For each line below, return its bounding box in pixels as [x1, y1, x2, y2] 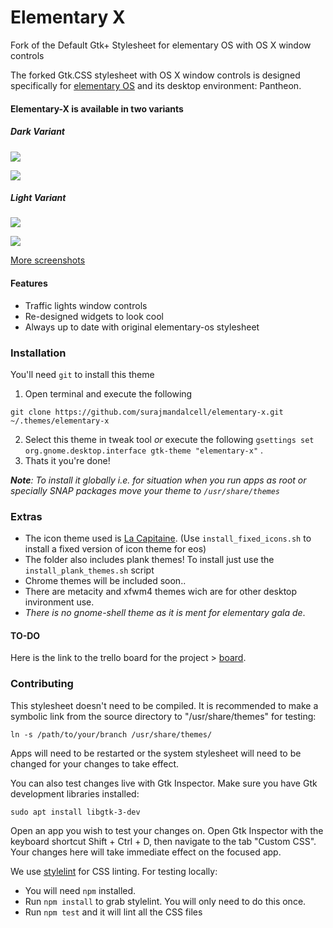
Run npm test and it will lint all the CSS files [24, 906, 203, 918]
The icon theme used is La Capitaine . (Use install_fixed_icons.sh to [24, 532, 312, 545]
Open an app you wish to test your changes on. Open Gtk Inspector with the [10, 824, 324, 836]
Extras [10, 509, 43, 523]
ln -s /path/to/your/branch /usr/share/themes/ [10, 729, 213, 740]
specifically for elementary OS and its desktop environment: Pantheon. [10, 79, 302, 91]
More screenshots [10, 254, 86, 266]
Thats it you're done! [24, 454, 111, 466]
